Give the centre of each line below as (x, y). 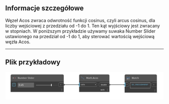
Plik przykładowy (33, 62)
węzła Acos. (18, 42)
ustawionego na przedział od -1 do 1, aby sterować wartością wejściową (80, 36)
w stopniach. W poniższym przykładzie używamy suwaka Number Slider (80, 31)
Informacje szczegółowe (45, 8)
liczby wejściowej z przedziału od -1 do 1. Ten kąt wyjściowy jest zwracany (82, 26)
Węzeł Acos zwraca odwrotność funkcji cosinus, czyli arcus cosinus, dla (80, 20)
